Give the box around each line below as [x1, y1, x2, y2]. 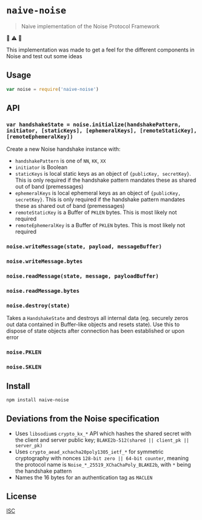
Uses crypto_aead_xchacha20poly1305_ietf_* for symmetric [15, 448, 164, 455]
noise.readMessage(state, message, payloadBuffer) [6, 273, 159, 280]
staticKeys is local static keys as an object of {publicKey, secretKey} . [15, 170, 191, 178]
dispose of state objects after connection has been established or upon [6, 327, 185, 335]
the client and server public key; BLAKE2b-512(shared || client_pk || [15, 436, 189, 444]
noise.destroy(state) [6, 302, 70, 309]
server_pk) [15, 442, 43, 448]
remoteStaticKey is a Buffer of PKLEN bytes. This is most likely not [15, 208, 177, 216]
